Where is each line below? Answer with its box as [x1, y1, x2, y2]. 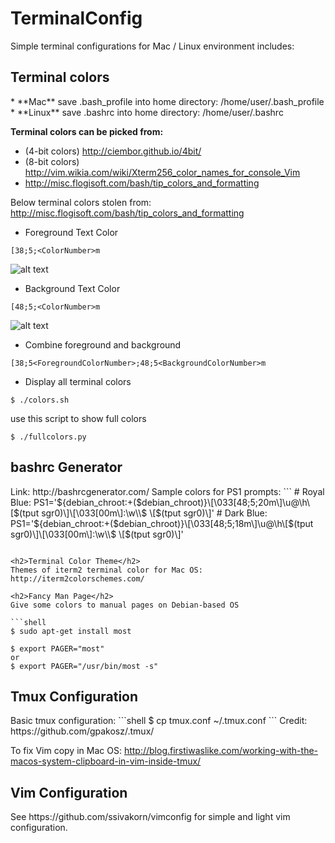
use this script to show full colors [10, 412, 147, 424]
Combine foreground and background [24, 338, 182, 351]
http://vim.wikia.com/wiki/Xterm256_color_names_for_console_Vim [24, 166, 301, 178]
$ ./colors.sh [10, 395, 70, 405]
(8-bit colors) [24, 155, 80, 167]
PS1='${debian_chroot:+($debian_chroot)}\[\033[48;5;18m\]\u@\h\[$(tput [10, 517, 314, 529]
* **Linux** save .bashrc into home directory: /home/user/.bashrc [10, 106, 284, 118]
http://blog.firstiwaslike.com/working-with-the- [123, 745, 319, 757]
